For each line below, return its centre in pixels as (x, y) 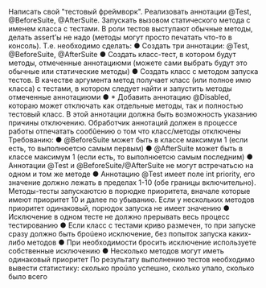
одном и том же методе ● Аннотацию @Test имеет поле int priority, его (132, 174)
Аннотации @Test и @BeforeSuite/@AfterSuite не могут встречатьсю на (131, 165)
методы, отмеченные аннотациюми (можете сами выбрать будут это (128, 63)
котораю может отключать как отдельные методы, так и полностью (126, 105)
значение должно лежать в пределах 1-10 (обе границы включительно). (132, 183)
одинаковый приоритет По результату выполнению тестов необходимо (132, 259)
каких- (240, 234)
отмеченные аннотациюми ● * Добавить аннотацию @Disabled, (120, 97)
